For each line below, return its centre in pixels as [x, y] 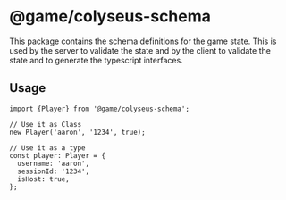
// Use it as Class [46, 124]
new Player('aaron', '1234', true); [77, 132]
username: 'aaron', [54, 163]
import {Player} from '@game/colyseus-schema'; [100, 109]
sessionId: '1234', [54, 171]
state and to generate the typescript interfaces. [96, 60]
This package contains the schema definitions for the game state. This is [143, 41]
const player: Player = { [57, 155]
